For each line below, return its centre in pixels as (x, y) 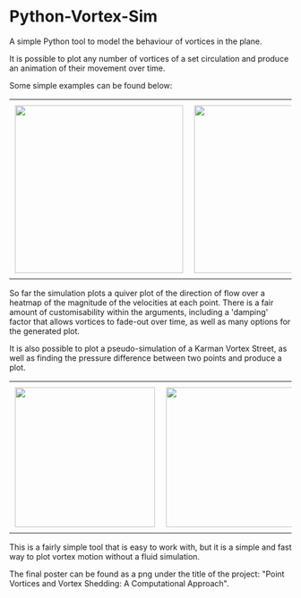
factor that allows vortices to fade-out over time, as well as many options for (150, 321)
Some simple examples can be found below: (91, 85)
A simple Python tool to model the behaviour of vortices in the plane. (136, 41)
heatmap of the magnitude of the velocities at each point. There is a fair (142, 303)
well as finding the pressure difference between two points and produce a (146, 358)
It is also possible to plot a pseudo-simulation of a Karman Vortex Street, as (148, 348)
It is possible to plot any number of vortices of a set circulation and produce (149, 58)
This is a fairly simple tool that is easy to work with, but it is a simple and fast (150, 547)
